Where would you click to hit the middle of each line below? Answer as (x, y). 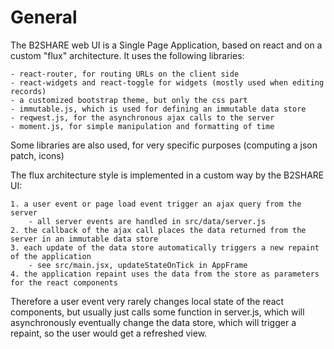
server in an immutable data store (84, 239)
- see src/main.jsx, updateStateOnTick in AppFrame (138, 265)
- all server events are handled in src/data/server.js (147, 221)
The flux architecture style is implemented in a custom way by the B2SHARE (167, 175)
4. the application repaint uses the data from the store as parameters (165, 274)
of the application (51, 256)
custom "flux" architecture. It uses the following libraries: (127, 55)
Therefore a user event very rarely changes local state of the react (147, 301)
